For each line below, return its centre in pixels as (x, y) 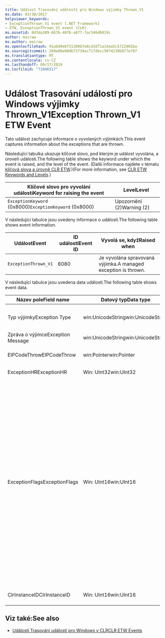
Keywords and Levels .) (28, 174)
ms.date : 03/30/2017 (26, 14)
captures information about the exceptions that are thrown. (65, 144)
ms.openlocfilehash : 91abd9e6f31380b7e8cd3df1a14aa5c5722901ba (71, 46)
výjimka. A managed (121, 263)
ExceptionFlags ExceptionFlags (43, 482)
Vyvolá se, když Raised (128, 240)
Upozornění (128, 201)
